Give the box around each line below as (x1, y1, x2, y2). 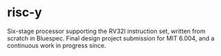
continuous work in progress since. (7, 41, 107, 49)
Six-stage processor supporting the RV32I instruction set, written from (7, 27, 206, 35)
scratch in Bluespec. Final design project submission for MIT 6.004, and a (7, 34, 215, 42)
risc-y (7, 5, 42, 20)
